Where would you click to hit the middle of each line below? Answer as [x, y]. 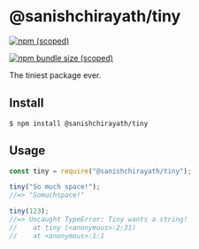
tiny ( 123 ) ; [29, 211]
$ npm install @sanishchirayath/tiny [79, 123]
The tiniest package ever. [55, 75]
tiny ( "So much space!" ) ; [55, 187]
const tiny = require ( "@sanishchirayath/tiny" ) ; [100, 171]
